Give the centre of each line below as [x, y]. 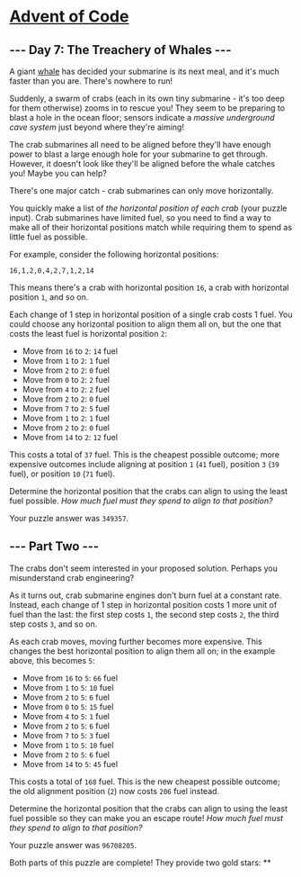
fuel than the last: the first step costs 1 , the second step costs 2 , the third [144, 614]
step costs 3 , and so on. [53, 624]
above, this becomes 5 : [52, 660]
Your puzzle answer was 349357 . [69, 518]
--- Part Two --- [54, 547]
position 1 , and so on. [49, 297]
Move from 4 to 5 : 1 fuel [66, 716]
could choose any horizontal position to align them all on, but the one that [145, 324]
